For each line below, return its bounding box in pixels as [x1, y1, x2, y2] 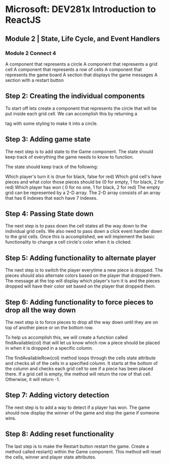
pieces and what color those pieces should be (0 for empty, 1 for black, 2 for [5, 178, 164, 185]
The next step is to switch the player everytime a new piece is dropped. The [5, 267, 163, 273]
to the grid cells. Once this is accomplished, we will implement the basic [5, 234, 155, 240]
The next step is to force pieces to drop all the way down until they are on [5, 319, 158, 325]
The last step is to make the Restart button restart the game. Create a [5, 443, 149, 449]
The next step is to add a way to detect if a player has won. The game [5, 404, 150, 410]
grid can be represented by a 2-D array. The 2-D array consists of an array [5, 190, 160, 196]
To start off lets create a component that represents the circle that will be [5, 105, 157, 111]
